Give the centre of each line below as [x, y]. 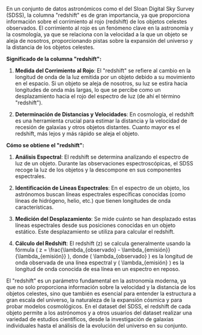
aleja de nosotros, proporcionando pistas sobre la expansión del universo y [99, 41]
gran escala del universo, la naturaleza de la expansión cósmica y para [94, 300]
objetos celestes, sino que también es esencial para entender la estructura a [101, 293]
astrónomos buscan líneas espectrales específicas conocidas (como [100, 194]
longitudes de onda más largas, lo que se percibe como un [88, 90]
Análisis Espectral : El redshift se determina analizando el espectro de [102, 157]
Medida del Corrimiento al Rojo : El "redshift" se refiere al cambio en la [103, 71]
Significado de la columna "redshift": [54, 59]
